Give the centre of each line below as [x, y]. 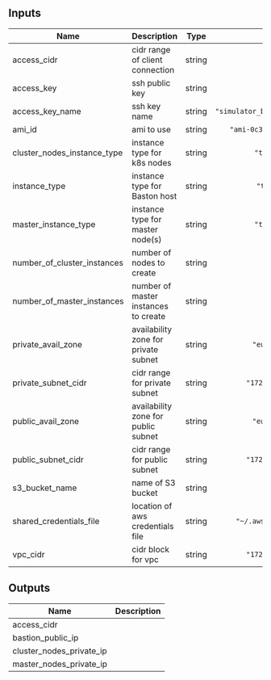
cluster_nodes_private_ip [60, 651]
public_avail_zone [46, 421]
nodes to [148, 262]
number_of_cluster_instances [68, 262]
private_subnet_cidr [50, 383]
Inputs [25, 13]
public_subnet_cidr [48, 460]
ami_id [25, 129]
